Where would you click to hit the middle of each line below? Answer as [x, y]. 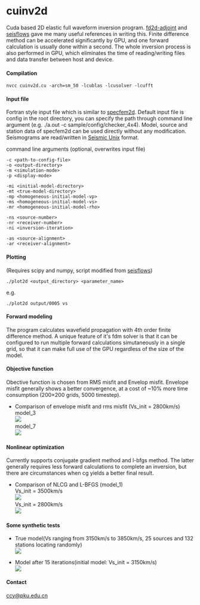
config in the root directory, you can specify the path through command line [99, 118]
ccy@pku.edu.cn [27, 595]
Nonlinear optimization [35, 447]
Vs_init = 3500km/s [39, 491]
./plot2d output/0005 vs [37, 303]
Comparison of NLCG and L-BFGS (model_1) [69, 485]
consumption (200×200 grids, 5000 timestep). [64, 395]
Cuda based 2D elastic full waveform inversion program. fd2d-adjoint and [97, 27]
